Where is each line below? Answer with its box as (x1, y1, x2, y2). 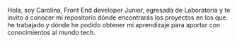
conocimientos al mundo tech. (7, 28, 96, 36)
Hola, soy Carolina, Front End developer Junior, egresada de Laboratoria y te (7, 6, 231, 14)
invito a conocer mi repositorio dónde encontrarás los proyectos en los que (7, 13, 226, 22)
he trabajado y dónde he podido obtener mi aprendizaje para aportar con (7, 21, 221, 29)
